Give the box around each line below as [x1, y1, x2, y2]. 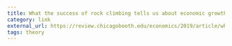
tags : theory [7, 28, 45, 36]
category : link [7, 16, 51, 23]
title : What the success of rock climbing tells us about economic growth [7, 9, 227, 17]
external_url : [7, 22, 48, 29]
